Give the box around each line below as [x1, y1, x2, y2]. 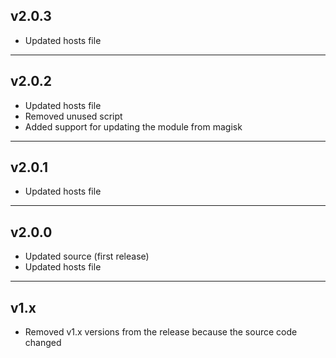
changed [24, 337, 62, 349]
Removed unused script [24, 110, 123, 122]
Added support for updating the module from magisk [24, 120, 243, 133]
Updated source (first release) [24, 250, 150, 263]
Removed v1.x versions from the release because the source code [24, 326, 298, 338]
